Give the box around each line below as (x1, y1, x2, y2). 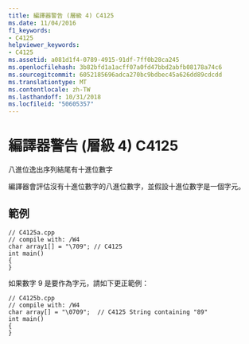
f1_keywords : (8, 26, 52, 34)
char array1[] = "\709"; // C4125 (8, 242, 123, 250)
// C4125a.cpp (8, 228, 56, 237)
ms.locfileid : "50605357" (8, 100, 94, 108)
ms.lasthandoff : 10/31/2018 (8, 93, 102, 101)
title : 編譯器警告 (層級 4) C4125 (8, 11, 115, 20)
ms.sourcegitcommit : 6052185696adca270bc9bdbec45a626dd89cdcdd (8, 71, 223, 79)
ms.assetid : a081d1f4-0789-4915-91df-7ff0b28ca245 (8, 56, 180, 64)
